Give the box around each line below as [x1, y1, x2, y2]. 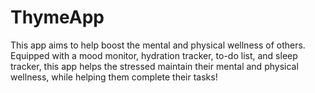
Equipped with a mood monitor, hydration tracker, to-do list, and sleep [10, 49, 298, 61]
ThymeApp [10, 6, 105, 29]
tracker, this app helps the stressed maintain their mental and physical [10, 60, 299, 72]
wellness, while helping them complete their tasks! [10, 71, 218, 83]
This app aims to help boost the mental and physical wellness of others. [10, 39, 306, 51]
